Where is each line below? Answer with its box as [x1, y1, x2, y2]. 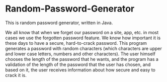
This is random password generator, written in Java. [5, 20, 113, 26]
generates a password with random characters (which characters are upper [5, 45, 162, 51]
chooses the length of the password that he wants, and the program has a [5, 56, 158, 62]
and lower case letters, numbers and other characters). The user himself [5, 51, 156, 57]
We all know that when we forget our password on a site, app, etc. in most [5, 29, 159, 35]
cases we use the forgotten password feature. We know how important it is [5, 35, 161, 41]
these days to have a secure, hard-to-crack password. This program [5, 40, 147, 46]
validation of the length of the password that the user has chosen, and [5, 61, 151, 67]
